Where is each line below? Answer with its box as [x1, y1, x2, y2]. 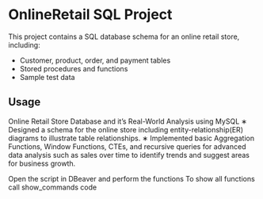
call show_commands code [8, 182, 97, 192]
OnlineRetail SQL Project [8, 6, 173, 24]
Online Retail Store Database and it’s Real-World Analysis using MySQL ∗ [8, 117, 248, 126]
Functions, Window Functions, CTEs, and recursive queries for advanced [8, 141, 246, 151]
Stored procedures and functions [19, 63, 128, 73]
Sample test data [19, 72, 75, 82]
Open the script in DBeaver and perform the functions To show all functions [8, 174, 255, 183]
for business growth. [8, 159, 76, 168]
